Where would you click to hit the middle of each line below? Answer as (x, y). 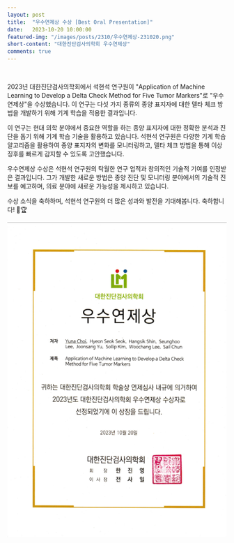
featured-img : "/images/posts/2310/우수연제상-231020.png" (91, 37)
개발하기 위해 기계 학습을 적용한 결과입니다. (79, 113)
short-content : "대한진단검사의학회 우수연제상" (69, 44)
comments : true (29, 52)
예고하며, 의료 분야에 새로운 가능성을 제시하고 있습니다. (94, 186)
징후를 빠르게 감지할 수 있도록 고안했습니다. (66, 154)
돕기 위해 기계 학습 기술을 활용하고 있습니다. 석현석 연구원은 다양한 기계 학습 (123, 136)
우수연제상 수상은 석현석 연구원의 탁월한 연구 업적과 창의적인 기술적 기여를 (108, 169)
